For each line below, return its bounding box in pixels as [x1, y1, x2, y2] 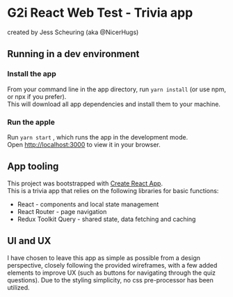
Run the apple [7, 117, 56, 127]
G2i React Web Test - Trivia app [7, 5, 193, 21]
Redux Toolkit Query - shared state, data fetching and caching [17, 215, 196, 223]
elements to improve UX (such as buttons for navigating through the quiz [7, 268, 216, 277]
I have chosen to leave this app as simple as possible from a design [7, 253, 200, 262]
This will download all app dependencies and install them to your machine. [7, 100, 221, 108]
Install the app [7, 69, 57, 79]
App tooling [7, 160, 59, 172]
